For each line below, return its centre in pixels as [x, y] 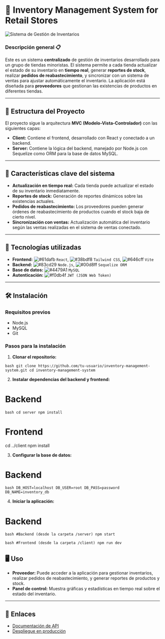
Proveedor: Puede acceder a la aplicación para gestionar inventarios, [82, 573]
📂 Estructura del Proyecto [45, 111]
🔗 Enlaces [20, 614]
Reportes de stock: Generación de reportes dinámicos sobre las [77, 196]
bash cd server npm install [34, 412]
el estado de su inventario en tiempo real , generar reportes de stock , [76, 70]
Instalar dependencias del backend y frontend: [61, 379]
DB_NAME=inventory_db [27, 492]
